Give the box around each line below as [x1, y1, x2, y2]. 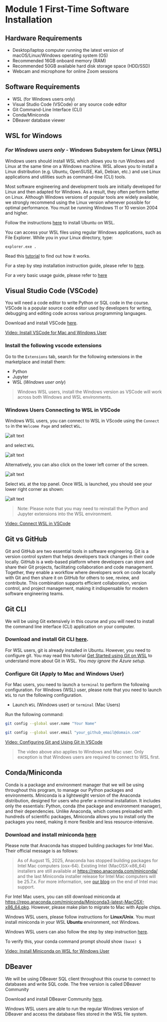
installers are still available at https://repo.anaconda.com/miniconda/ [17, 868, 158, 874]
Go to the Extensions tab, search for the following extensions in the [5, 353, 143, 359]
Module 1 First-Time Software [5, 3, 129, 15]
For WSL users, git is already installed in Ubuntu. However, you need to [5, 647, 151, 653]
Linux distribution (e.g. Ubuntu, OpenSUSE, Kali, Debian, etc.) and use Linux [5, 168, 161, 174]
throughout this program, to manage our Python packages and [5, 787, 133, 793]
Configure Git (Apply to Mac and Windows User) [5, 670, 124, 677]
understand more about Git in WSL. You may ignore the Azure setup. [5, 658, 146, 664]
